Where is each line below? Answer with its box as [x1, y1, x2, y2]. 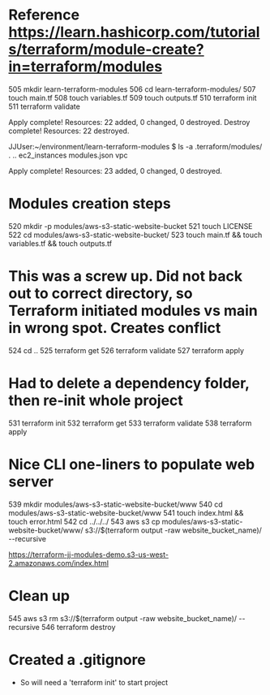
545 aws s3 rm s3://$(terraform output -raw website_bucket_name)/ [8, 613, 238, 623]
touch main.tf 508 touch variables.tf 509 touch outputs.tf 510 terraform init [8, 93, 257, 102]
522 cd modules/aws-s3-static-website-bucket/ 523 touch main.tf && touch [8, 230, 263, 240]
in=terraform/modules [8, 58, 163, 76]
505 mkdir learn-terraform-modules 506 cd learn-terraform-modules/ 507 [8, 84, 256, 94]
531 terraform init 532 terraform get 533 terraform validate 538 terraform [8, 418, 252, 428]
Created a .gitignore [8, 650, 146, 669]
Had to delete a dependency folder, [8, 374, 250, 392]
